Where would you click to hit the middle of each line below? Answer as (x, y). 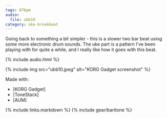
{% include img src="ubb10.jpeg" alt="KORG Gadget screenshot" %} (78, 69)
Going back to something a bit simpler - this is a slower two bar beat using (84, 39)
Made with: (17, 79)
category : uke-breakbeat (32, 24)
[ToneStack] (26, 95)
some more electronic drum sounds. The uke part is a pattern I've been (80, 44)
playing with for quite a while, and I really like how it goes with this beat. (81, 50)
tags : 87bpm (18, 10)
